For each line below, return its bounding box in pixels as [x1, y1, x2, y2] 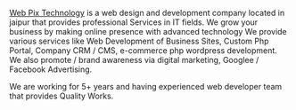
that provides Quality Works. [9, 90, 114, 101]
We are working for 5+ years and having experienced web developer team [9, 82, 283, 91]
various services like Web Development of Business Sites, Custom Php [9, 35, 269, 46]
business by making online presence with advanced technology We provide [9, 27, 287, 36]
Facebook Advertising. [9, 64, 93, 75]
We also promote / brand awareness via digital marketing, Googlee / [9, 55, 259, 65]
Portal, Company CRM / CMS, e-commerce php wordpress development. [9, 45, 278, 56]
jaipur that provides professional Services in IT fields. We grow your [9, 17, 259, 27]
